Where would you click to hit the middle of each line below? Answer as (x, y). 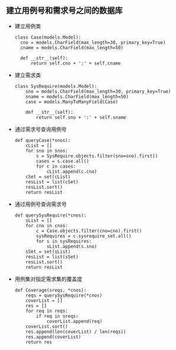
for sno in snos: (47, 151)
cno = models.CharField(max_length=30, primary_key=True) (93, 42)
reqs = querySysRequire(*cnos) (64, 295)
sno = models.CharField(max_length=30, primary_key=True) (98, 91)
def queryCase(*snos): (43, 140)
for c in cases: (56, 166)
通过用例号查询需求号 (40, 204)
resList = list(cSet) (52, 182)
